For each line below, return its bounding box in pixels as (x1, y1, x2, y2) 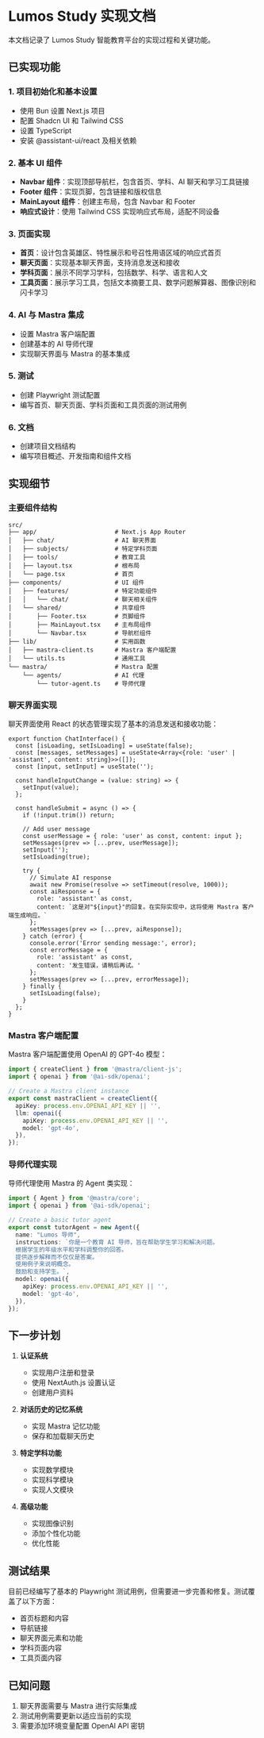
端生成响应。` (8, 912, 48, 920)
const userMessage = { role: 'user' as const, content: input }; (22, 832, 243, 840)
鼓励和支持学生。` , (15, 1267, 70, 1276)
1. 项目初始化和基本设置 (8, 87, 98, 98)
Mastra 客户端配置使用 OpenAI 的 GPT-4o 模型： (8, 1049, 167, 1059)
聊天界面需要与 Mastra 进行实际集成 (19, 1701, 137, 1710)
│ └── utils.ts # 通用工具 (8, 654, 146, 663)
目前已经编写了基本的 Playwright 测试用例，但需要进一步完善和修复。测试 (8, 1586, 248, 1596)
